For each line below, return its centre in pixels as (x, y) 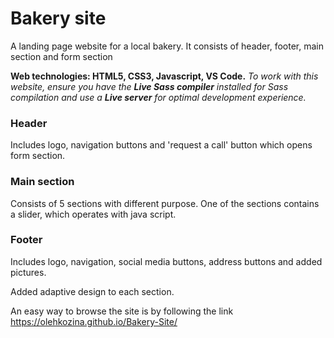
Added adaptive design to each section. (92, 291)
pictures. (28, 272)
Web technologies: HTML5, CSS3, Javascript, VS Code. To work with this (164, 76)
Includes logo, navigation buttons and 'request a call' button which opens (161, 145)
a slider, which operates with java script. (93, 214)
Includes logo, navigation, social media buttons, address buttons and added (166, 261)
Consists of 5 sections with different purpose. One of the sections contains (165, 203)
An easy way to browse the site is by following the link (122, 311)
